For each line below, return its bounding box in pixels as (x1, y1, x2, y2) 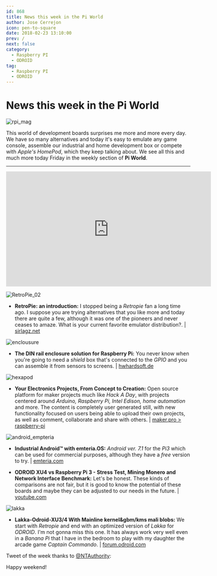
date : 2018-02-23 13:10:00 (6, 30, 72, 36)
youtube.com (14, 494, 47, 501)
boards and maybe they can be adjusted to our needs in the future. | (14, 487, 180, 494)
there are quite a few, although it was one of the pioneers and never (14, 315, 178, 322)
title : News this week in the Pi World (6, 14, 104, 20)
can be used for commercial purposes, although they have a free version (14, 451, 190, 459)
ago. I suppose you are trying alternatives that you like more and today (14, 309, 185, 316)
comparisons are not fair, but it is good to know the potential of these (14, 481, 181, 488)
